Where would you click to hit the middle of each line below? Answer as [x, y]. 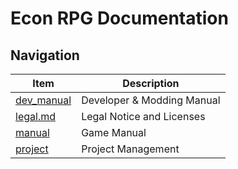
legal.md [35, 116]
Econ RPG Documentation [119, 18]
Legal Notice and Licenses [143, 116]
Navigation [45, 55]
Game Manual [114, 132]
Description [151, 83]
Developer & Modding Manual [151, 100]
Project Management [130, 149]
